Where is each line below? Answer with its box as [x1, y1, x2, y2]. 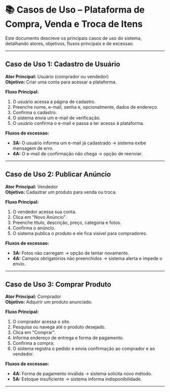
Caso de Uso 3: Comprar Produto [5, 280, 111, 288]
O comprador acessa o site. [12, 318, 71, 325]
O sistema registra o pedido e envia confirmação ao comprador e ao [12, 346, 155, 352]
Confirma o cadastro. [12, 109, 57, 115]
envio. [12, 260, 26, 267]
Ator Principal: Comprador [5, 293, 62, 300]
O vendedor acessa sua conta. [12, 209, 77, 215]
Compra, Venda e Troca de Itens [5, 18, 143, 30]
